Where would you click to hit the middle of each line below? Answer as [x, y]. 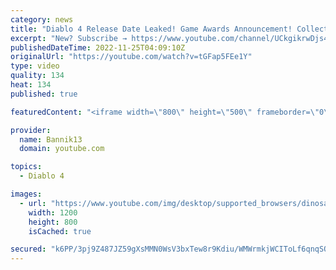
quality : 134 [37, 76]
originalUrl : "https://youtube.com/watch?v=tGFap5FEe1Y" [131, 57]
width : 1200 [53, 212]
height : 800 [53, 222]
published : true [44, 94]
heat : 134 [31, 85]
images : [26, 194]
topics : [26, 167]
